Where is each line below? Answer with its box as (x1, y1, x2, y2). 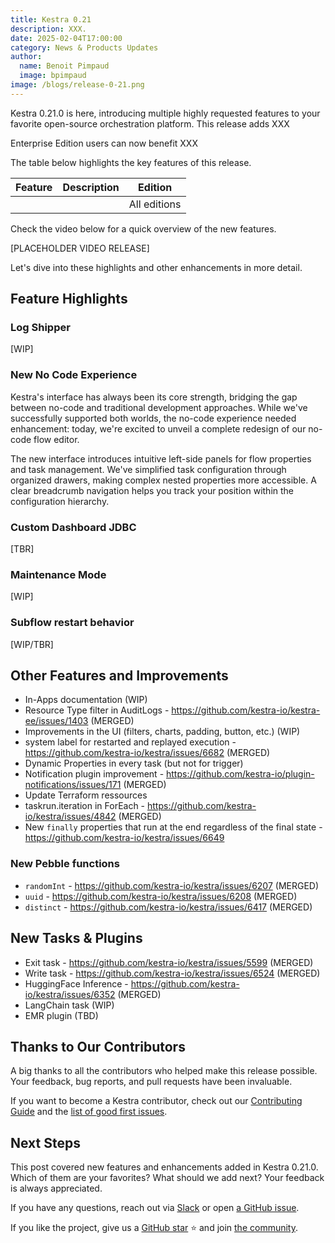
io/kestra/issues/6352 (24, 988, 116, 1000)
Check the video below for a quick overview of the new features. (10, 222, 277, 235)
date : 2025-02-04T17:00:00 (10, 33, 123, 43)
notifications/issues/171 (24, 779, 122, 791)
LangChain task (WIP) (24, 999, 115, 1011)
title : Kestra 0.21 (10, 14, 92, 25)
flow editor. (33, 433, 80, 445)
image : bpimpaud (19, 71, 87, 81)
